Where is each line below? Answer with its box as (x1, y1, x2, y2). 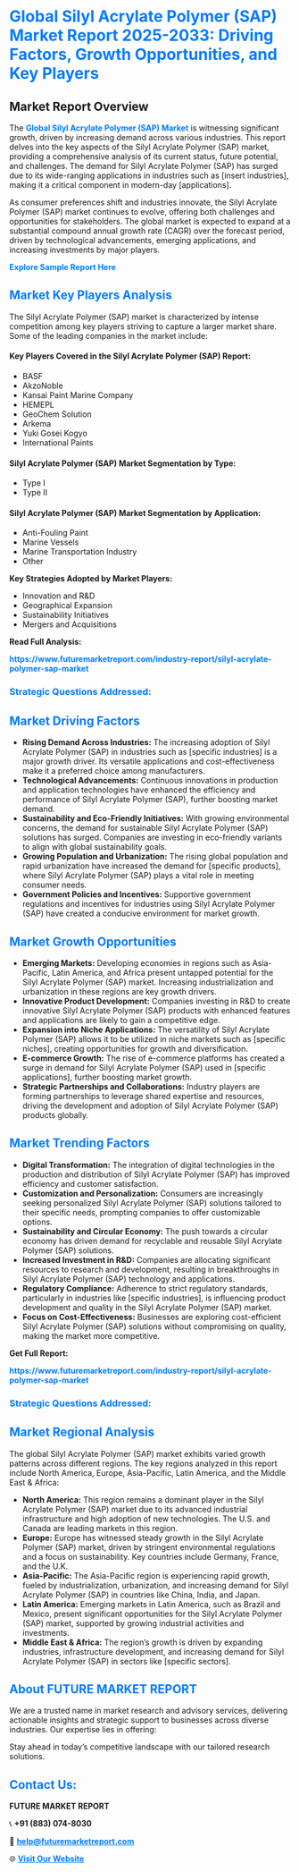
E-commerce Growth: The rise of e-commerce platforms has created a (21, 1053, 286, 1063)
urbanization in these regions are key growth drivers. (21, 986, 217, 996)
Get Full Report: (9, 1348, 69, 1359)
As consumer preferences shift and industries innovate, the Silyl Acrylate (9, 197, 278, 208)
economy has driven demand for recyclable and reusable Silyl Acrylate (21, 1235, 283, 1246)
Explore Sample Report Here (9, 262, 116, 272)
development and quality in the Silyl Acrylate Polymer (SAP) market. (21, 1301, 272, 1312)
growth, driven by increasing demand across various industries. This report (9, 132, 287, 142)
